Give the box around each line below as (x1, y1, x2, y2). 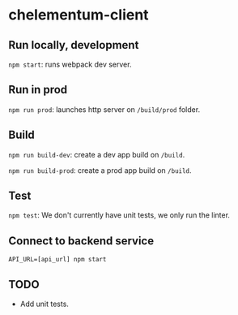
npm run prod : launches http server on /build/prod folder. (8, 104, 201, 114)
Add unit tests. (19, 299, 69, 309)
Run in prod (8, 83, 68, 97)
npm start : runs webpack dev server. (8, 59, 132, 69)
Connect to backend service (8, 234, 155, 248)
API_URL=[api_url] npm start (8, 256, 107, 264)
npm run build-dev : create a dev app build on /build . (8, 149, 185, 159)
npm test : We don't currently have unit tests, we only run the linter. (8, 210, 231, 220)
